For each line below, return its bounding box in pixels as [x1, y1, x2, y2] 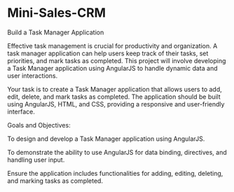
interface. [7, 107, 35, 116]
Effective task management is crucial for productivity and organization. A [7, 41, 218, 50]
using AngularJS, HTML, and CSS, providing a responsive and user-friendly [7, 100, 225, 108]
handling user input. [7, 156, 65, 164]
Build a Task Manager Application [7, 28, 104, 36]
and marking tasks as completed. [7, 177, 104, 185]
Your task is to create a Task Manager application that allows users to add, [7, 85, 222, 93]
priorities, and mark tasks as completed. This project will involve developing [7, 56, 226, 64]
